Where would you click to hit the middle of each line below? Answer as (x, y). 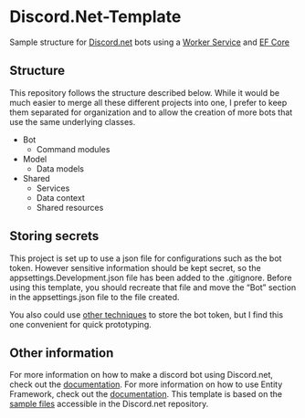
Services (53, 188)
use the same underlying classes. (73, 121)
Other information (62, 353)
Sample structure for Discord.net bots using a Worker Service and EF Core (150, 42)
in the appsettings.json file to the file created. (95, 297)
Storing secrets (54, 236)
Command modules (73, 149)
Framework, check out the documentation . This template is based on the (146, 394)
